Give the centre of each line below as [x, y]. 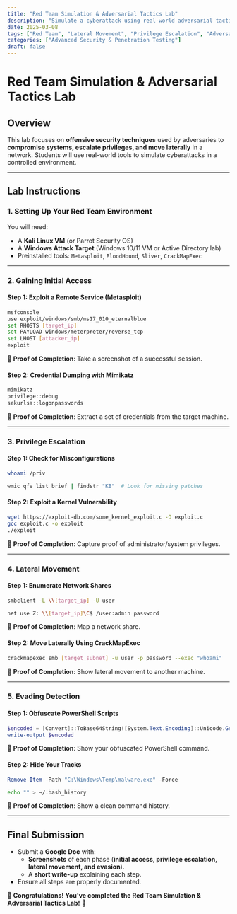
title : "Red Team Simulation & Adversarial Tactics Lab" [93, 14]
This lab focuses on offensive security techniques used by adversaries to [116, 140]
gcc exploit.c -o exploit [45, 523]
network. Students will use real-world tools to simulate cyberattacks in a [112, 155]
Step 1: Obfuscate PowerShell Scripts [63, 713]
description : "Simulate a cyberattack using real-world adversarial [110, 21]
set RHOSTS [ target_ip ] [42, 325]
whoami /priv [26, 474]
